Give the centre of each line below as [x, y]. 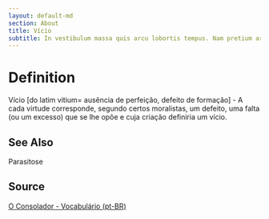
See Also [31, 142]
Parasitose [26, 162]
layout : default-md [41, 16]
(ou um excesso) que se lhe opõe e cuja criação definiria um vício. [118, 117]
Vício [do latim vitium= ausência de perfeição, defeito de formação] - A [126, 100]
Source [27, 187]
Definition [42, 78]
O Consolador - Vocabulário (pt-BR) [67, 206]
